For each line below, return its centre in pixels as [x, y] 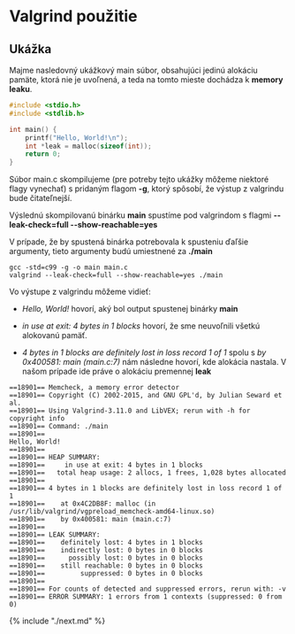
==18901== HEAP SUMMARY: [55, 458]
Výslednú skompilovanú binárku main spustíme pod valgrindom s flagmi [140, 215]
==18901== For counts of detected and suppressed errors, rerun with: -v [148, 589]
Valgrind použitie [74, 16]
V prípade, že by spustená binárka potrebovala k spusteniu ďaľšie [129, 242]
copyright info [37, 419]
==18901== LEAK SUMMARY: [55, 535]
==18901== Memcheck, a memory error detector [94, 388]
